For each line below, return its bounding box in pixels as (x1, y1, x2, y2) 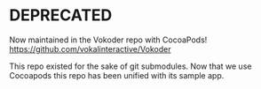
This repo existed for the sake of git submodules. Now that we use (9, 61, 252, 71)
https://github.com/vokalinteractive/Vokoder (9, 43, 171, 54)
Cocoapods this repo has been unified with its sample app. (9, 70, 225, 80)
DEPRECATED (9, 5, 113, 26)
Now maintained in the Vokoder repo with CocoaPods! (9, 34, 208, 45)
